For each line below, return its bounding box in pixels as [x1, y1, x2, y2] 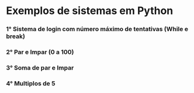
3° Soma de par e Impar [6, 63, 74, 71]
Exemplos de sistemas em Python [6, 4, 174, 18]
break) [6, 32, 25, 40]
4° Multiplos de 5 [6, 79, 56, 87]
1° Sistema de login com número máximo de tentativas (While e [6, 25, 189, 33]
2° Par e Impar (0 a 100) [6, 48, 74, 56]
